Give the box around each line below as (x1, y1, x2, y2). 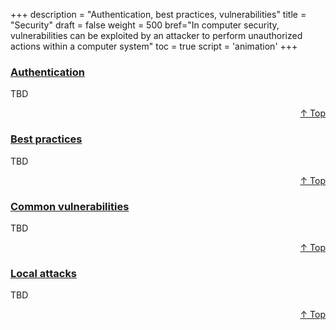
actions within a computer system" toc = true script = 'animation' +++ (10, 40, 298, 52)
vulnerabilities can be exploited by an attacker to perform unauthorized (10, 30, 303, 41)
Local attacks (10, 266, 78, 280)
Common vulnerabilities (10, 199, 130, 213)
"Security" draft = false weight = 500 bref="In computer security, (10, 19, 280, 31)
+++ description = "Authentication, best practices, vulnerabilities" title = (10, 9, 307, 20)
